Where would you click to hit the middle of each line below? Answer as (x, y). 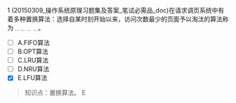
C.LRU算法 (33, 60)
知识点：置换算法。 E (55, 92)
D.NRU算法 (33, 69)
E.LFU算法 (32, 78)
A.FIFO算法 (34, 43)
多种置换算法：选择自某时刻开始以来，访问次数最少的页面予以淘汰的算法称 (121, 19)
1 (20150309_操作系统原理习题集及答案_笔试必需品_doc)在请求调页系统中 (113, 10)
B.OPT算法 (33, 52)
